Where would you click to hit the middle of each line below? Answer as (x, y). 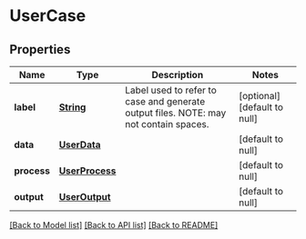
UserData (80, 144)
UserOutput (85, 197)
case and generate (165, 101)
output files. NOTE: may (176, 113)
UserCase (48, 16)
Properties (40, 50)
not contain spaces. (167, 124)
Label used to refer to (171, 90)
